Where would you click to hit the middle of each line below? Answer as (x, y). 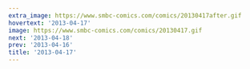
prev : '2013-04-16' (41, 45)
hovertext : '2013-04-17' (50, 23)
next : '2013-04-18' (41, 38)
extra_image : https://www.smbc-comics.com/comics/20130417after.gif (125, 15)
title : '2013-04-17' (43, 52)
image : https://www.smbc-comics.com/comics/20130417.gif (105, 30)
